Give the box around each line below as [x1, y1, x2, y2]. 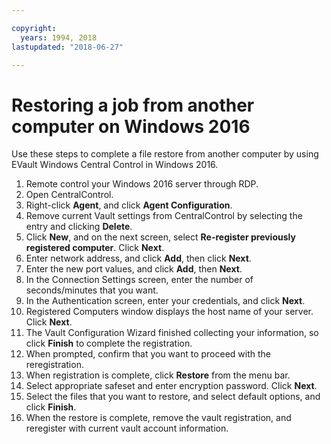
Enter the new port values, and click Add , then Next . [25, 263, 243, 275]
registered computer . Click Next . [25, 242, 165, 254]
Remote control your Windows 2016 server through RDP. [25, 178, 259, 190]
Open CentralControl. [25, 189, 114, 201]
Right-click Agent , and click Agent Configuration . [25, 199, 233, 211]
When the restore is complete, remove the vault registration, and [25, 412, 292, 424]
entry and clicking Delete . [25, 221, 133, 233]
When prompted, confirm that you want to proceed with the [25, 348, 271, 360]
